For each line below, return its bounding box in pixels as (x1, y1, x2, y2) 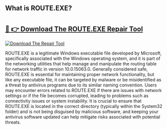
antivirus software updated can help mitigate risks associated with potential (5, 114, 161, 119)
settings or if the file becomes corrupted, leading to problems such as (5, 92, 149, 98)
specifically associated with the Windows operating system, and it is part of (5, 55, 161, 61)
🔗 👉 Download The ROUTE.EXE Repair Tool (5, 24, 143, 33)
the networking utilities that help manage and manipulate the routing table (5, 61, 157, 66)
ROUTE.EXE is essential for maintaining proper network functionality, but (5, 71, 155, 77)
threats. (5, 119, 21, 125)
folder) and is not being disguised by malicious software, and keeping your (5, 108, 159, 114)
